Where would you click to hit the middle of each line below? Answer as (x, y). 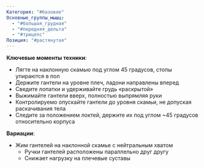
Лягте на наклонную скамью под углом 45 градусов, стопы (94, 70)
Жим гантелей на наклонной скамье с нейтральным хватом (94, 145)
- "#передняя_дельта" (40, 29)
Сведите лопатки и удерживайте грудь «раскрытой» (84, 89)
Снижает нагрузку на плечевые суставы (77, 158)
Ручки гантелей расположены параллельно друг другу (96, 152)
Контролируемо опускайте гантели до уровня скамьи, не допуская (103, 102)
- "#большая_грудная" (40, 23)
